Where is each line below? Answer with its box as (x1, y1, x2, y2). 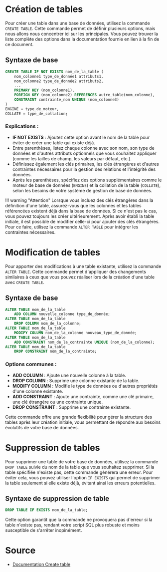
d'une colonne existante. (12, 388, 63, 394)
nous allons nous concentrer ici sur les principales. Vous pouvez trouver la (5, 31, 159, 37)
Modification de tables (5, 246, 101, 258)
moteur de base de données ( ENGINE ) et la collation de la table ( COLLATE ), (12, 182, 161, 188)
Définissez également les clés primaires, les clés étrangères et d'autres (12, 161, 160, 167)
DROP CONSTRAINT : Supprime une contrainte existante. (12, 404, 131, 410)
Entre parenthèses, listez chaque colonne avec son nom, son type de (12, 145, 155, 151)
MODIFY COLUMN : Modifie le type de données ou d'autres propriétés (12, 383, 158, 389)
